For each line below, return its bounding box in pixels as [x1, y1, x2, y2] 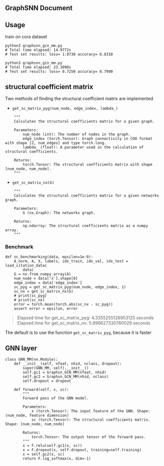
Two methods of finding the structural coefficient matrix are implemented [5, 96, 154, 101]
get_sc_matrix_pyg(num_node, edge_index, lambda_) [12, 106, 118, 111]
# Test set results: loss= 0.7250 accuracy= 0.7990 [5, 69, 113, 74]
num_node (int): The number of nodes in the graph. [23, 132, 131, 137]
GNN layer [5, 344, 37, 352]
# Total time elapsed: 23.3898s [5, 65, 71, 70]
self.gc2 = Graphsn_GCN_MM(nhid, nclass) [23, 374, 109, 379]
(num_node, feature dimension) [5, 413, 69, 418]
